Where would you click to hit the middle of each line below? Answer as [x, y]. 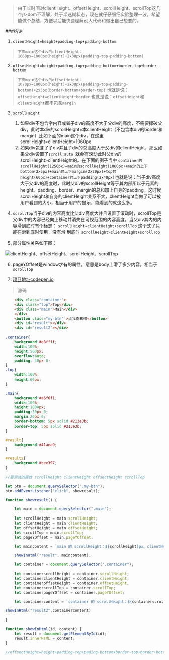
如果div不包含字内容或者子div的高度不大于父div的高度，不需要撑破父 [91, 123]
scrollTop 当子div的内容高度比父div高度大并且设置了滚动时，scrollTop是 [87, 213]
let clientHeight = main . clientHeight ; [56, 523]
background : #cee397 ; [36, 463]
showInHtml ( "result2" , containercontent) [48, 611]
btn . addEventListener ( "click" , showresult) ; [53, 491]
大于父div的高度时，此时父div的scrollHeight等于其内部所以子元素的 [90, 183]
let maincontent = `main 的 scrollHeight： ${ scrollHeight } [77, 546]
